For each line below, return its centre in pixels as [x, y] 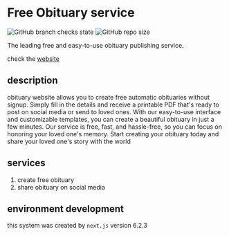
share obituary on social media [61, 187]
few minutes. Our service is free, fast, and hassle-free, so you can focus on [115, 127]
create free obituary [46, 180]
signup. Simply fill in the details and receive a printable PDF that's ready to [113, 105]
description [33, 81]
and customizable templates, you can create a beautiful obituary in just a [111, 119]
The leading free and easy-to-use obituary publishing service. [96, 45]
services [27, 163]
